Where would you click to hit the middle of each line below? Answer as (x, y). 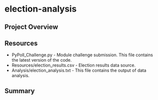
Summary (20, 91)
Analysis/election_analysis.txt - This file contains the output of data (79, 70)
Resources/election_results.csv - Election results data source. (73, 65)
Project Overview (31, 27)
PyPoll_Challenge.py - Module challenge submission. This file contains (82, 55)
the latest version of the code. (42, 60)
